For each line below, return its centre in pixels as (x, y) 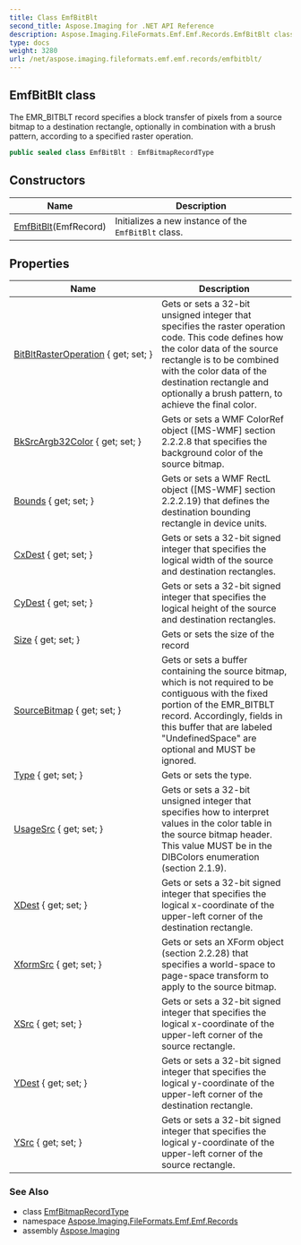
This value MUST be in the (217, 846)
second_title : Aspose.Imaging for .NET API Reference (112, 26)
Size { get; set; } (47, 640)
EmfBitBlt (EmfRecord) (60, 227)
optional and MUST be (208, 750)
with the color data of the (214, 371)
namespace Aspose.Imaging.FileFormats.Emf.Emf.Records (130, 1221)
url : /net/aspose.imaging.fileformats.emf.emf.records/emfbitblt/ (136, 59)
